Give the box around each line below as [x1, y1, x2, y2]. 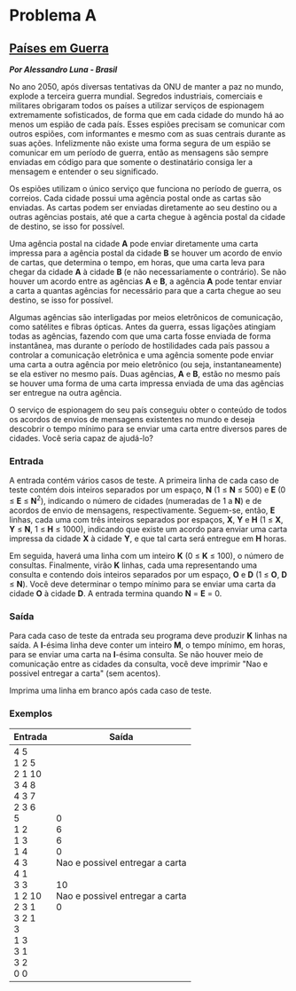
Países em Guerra [9, 41, 109, 56]
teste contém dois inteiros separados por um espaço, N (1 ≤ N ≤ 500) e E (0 [9, 484, 286, 495]
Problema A [9, 5, 97, 26]
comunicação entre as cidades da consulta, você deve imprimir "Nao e [9, 658, 269, 670]
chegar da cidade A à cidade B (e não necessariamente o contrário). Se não [9, 267, 286, 277]
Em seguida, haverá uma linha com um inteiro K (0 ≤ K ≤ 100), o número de [9, 550, 284, 561]
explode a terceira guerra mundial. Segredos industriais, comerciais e [9, 90, 263, 101]
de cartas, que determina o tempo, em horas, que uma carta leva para [9, 257, 266, 267]
